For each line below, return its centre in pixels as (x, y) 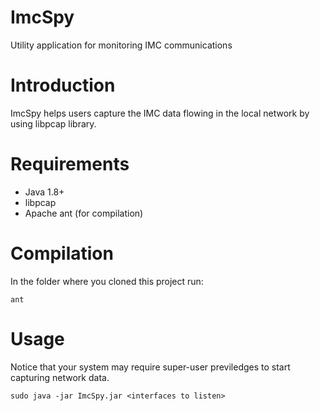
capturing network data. (60, 377)
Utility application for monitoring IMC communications (121, 45)
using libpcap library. (53, 123)
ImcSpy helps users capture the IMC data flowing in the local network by (160, 113)
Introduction (63, 85)
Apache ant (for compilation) (84, 213)
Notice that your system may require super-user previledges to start (150, 367)
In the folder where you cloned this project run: (107, 281)
